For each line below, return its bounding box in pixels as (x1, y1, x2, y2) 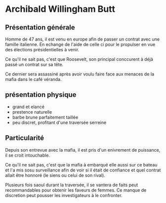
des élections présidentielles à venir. (5, 47, 80, 52)
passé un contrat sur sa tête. (5, 62, 64, 67)
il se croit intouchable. (5, 152, 50, 158)
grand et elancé (12, 104, 44, 110)
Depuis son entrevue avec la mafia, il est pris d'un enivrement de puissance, (5, 147, 161, 153)
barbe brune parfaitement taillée (12, 114, 79, 120)
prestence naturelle (12, 109, 52, 115)
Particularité (5, 134, 44, 142)
